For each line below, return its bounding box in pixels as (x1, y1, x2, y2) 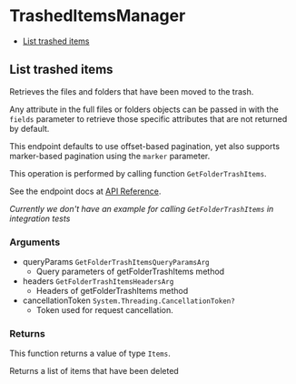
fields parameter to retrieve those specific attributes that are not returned (9, 113, 288, 124)
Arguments (9, 236, 61, 248)
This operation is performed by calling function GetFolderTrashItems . (9, 167, 267, 178)
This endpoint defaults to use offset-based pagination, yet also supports (9, 140, 280, 151)
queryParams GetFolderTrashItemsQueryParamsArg (22, 257, 211, 268)
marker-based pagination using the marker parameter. (9, 150, 211, 161)
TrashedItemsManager (9, 5, 186, 26)
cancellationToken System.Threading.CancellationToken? (22, 295, 236, 306)
